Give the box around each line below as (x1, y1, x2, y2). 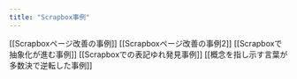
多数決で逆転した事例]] (9, 60, 93, 70)
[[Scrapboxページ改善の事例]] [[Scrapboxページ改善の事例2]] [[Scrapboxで (9, 38, 283, 48)
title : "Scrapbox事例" (9, 12, 90, 22)
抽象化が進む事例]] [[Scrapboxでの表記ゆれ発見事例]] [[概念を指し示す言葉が (9, 49, 288, 60)
